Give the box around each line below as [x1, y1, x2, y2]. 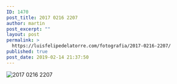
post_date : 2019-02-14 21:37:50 [6, 54, 89, 60]
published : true [6, 49, 48, 55]
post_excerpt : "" [6, 26, 51, 32]
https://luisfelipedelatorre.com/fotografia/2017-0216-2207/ [12, 43, 171, 49]
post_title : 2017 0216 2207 [6, 15, 78, 21]
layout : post [6, 32, 40, 38]
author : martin [6, 20, 45, 26]
